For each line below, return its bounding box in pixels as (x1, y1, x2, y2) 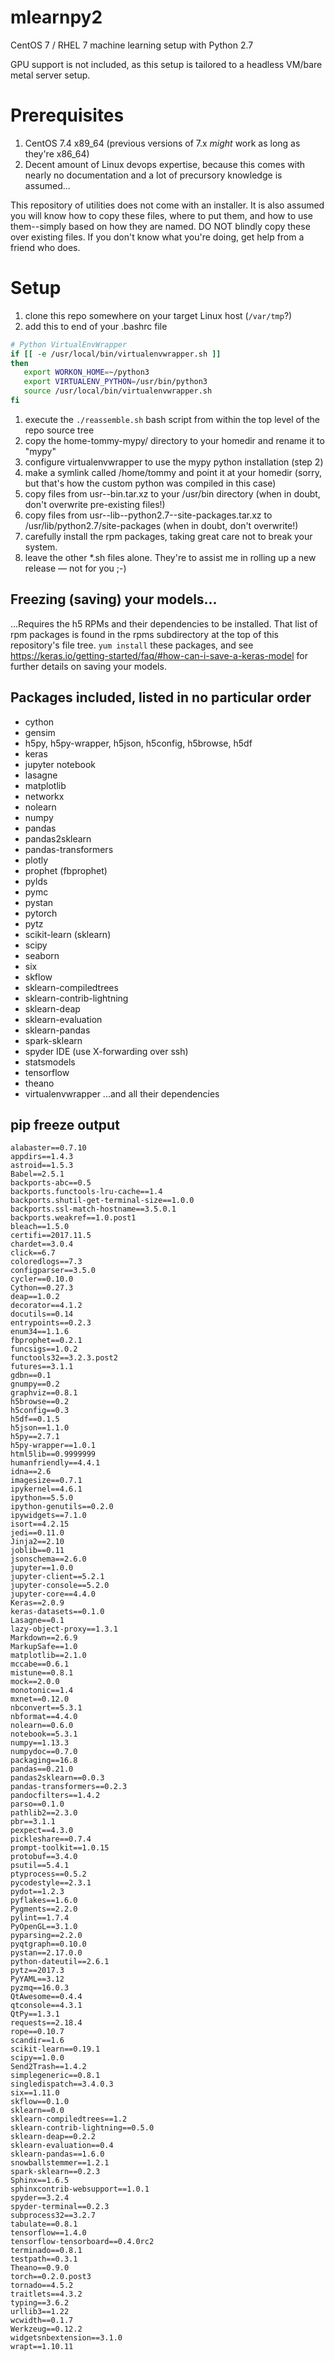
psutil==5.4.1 (10, 1861, 70, 1871)
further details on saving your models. (10, 660, 167, 672)
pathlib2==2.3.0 (10, 1808, 78, 1818)
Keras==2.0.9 (10, 1598, 65, 1608)
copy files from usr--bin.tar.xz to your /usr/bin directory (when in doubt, (24, 487, 321, 500)
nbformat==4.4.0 (10, 1712, 78, 1722)
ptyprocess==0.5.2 (10, 1869, 87, 1880)
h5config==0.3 (10, 1406, 70, 1416)
